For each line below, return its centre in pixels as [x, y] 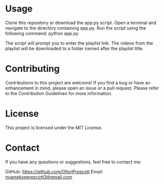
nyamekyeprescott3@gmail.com [39, 177]
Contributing [32, 69]
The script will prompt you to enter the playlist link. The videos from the [79, 43]
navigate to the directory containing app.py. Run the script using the [76, 28]
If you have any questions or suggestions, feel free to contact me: [73, 162]
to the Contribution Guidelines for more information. [59, 93]
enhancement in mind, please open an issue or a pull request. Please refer [82, 88]
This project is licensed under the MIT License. [54, 127]
